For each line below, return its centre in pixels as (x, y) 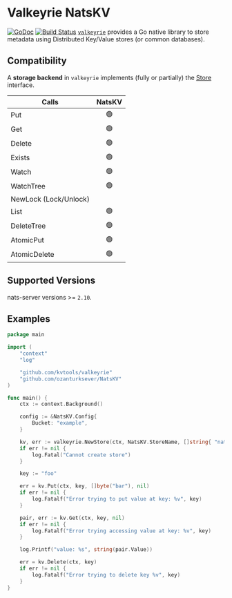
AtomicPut (28, 240)
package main (26, 335)
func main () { (28, 398)
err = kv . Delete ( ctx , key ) (58, 562)
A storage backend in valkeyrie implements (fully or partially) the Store (109, 77)
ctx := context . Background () (61, 404)
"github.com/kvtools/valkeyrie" (66, 372)
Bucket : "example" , (60, 423)
